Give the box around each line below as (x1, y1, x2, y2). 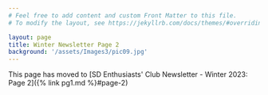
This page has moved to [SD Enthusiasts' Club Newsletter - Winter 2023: (8, 70, 249, 79)
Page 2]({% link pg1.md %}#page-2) (8, 78, 128, 88)
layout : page (8, 33, 52, 41)
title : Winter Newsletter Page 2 (8, 40, 120, 48)
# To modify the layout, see (8, 19, 105, 27)
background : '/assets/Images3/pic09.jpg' (8, 48, 148, 56)
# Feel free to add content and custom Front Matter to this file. (8, 11, 238, 20)
